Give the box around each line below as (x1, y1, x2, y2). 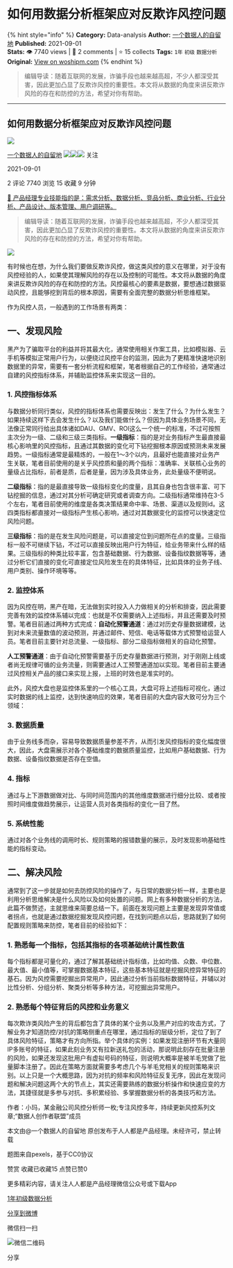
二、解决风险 (7, 866, 62, 878)
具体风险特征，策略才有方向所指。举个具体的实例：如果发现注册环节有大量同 (7, 1036, 226, 1045)
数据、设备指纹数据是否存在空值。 (7, 755, 105, 763)
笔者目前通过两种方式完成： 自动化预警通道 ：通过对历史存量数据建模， (19, 620, 220, 628)
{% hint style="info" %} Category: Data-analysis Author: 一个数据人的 (7, 31, 209, 39)
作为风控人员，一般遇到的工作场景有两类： (7, 302, 129, 311)
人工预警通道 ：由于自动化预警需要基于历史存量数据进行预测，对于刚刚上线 (7, 652, 220, 660)
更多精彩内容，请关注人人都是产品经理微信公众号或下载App (7, 1180, 177, 1188)
